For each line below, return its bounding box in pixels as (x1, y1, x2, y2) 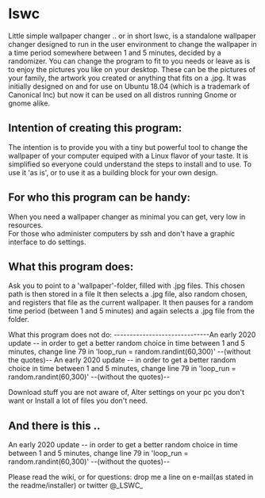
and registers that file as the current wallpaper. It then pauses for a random (8, 298, 254, 308)
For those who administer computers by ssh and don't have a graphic (8, 228, 236, 238)
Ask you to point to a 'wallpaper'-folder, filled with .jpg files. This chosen (8, 281, 245, 290)
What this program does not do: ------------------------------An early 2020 (8, 330, 256, 339)
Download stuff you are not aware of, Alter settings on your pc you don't (8, 388, 244, 397)
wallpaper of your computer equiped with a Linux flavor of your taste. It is (8, 151, 248, 160)
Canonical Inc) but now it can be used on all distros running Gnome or (8, 90, 237, 99)
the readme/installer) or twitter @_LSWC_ (8, 481, 144, 490)
